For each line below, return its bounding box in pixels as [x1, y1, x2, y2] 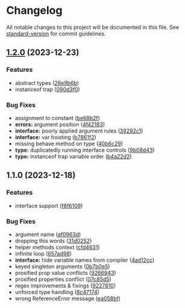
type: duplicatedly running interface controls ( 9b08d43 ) [14, 146, 155, 154]
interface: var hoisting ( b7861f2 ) [14, 133, 96, 140]
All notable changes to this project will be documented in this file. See [6, 24, 180, 31]
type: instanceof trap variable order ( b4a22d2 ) [14, 152, 132, 160]
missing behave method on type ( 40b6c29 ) [14, 140, 124, 147]
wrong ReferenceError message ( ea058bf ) [14, 295, 121, 302]
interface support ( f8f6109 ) [14, 202, 83, 209]
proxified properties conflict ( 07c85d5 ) [14, 275, 111, 283]
